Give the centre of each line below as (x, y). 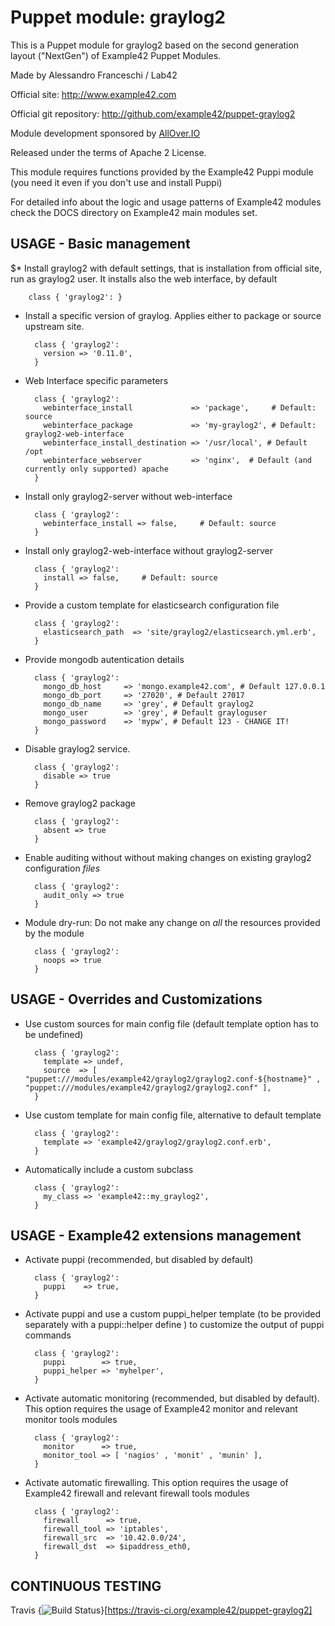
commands (48, 1335)
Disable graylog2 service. (77, 748)
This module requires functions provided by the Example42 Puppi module (162, 172)
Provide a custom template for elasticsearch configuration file (152, 605)
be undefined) (54, 1034)
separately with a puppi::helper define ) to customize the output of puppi (174, 1325)
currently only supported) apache (96, 469)
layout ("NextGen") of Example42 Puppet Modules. (116, 55)
